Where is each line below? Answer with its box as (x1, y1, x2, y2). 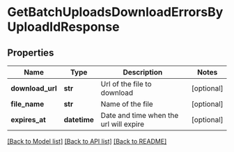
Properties (7, 47, 54, 59)
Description (123, 68, 163, 77)
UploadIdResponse (7, 19, 120, 35)
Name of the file (100, 99, 153, 109)
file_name (10, 99, 45, 109)
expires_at (10, 115, 47, 124)
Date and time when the (100, 111, 179, 120)
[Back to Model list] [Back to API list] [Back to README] (7, 137, 167, 145)
